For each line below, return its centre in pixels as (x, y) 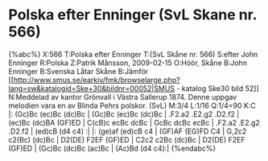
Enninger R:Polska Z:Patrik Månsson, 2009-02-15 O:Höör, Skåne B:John (128, 63)
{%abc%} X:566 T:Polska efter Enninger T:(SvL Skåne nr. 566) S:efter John (133, 54)
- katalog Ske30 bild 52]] (218, 88)
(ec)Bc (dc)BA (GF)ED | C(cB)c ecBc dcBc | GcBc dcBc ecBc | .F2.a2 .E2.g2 (134, 122)
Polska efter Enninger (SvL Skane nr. (133, 15)
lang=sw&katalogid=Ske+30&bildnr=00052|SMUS (92, 88)
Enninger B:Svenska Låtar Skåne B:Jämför (78, 71)
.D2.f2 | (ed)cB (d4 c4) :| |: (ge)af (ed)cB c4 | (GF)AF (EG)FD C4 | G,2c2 (128, 131)
